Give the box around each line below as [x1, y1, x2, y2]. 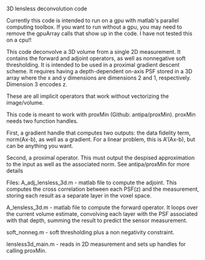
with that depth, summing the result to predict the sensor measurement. [6, 217, 188, 225]
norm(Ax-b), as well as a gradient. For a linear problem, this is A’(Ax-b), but [6, 136, 196, 143]
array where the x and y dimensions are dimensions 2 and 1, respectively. [6, 74, 192, 81]
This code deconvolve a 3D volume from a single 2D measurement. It [6, 48, 181, 56]
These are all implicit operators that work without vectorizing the [6, 92, 170, 100]
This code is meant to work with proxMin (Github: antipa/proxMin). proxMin [6, 111, 196, 118]
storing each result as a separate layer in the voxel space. [6, 192, 152, 199]
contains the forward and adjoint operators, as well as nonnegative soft [6, 54, 186, 62]
